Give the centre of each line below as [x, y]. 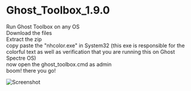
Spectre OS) [21, 58]
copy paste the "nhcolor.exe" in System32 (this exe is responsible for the [95, 45]
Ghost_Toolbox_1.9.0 [58, 10]
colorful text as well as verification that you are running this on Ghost [91, 51]
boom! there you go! [31, 70]
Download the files [29, 32]
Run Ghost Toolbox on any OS [43, 27]
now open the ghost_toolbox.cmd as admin [59, 64]
